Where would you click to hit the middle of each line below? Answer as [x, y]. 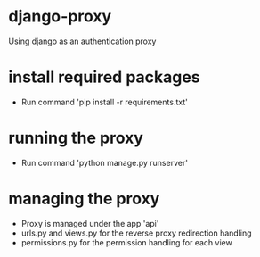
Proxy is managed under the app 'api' [90, 223]
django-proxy [60, 17]
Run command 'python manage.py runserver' [105, 162]
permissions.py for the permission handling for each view [126, 242]
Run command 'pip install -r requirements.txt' [104, 102]
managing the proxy [84, 199]
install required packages [105, 77]
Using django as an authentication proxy [82, 41]
